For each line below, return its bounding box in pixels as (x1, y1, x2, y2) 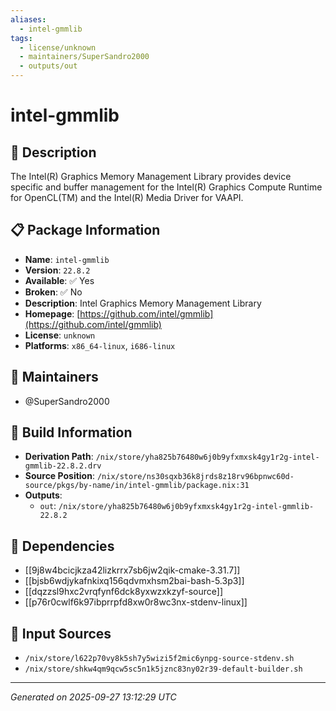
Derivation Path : (24, 451, 94, 463)
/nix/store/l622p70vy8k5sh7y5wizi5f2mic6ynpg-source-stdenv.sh (24, 654, 295, 664)
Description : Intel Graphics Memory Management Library (24, 297, 262, 309)
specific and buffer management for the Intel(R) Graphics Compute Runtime (10, 181, 323, 193)
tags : (10, 33, 33, 43)
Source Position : (24, 470, 95, 482)
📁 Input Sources (10, 625, 112, 642)
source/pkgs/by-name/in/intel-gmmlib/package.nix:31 (24, 481, 250, 491)
